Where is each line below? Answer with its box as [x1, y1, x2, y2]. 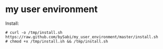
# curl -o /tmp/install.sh [5, 30, 63, 35]
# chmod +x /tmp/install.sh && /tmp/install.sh [5, 39, 108, 44]
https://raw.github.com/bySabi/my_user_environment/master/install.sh [5, 34, 158, 39]
